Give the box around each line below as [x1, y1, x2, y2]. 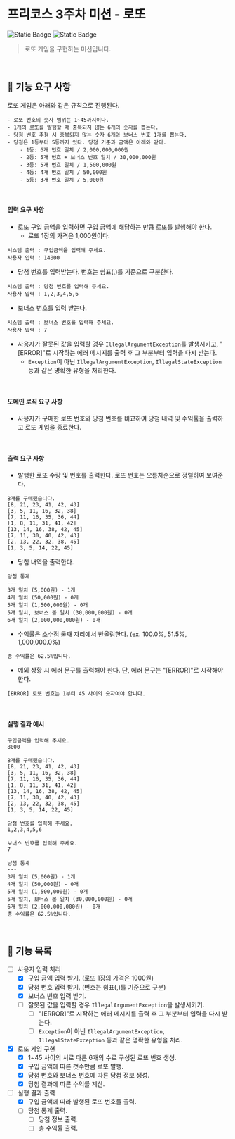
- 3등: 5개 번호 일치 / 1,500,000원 [20, 161, 117, 168]
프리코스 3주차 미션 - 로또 [7, 6, 146, 23]
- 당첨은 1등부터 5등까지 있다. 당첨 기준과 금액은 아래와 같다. [7, 139, 167, 146]
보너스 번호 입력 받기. [27, 991, 86, 1000]
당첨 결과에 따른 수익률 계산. [27, 1080, 105, 1088]
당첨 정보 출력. [38, 1115, 79, 1124]
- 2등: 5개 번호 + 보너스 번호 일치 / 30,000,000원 [20, 154, 156, 161]
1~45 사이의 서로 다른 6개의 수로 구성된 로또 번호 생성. [27, 1053, 177, 1062]
